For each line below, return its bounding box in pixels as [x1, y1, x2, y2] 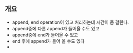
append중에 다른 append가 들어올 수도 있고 [12, 25, 100, 31]
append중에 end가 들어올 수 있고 [12, 32, 78, 38]
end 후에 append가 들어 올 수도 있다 [12, 38, 85, 44]
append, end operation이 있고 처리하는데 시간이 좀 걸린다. [12, 19, 129, 25]
